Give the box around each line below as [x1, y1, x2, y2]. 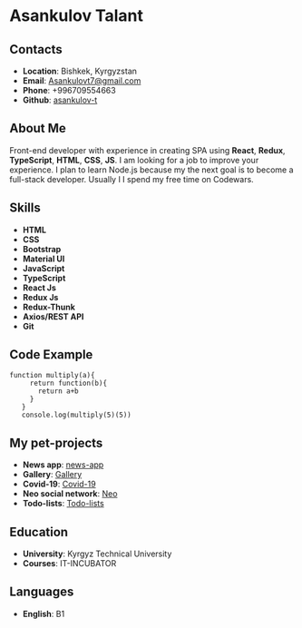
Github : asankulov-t [22, 94, 98, 105]
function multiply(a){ [9, 371, 95, 380]
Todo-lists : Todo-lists [22, 498, 104, 509]
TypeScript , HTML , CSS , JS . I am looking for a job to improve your [9, 154, 259, 165]
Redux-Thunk [22, 301, 75, 312]
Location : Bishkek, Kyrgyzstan [22, 65, 138, 76]
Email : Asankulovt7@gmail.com [22, 75, 141, 86]
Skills [9, 201, 41, 216]
